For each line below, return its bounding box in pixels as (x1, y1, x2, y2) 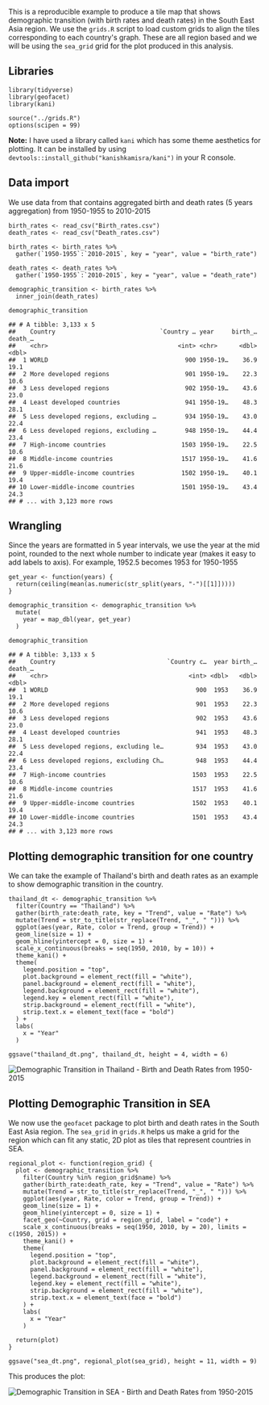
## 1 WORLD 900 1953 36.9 (8, 686, 258, 694)
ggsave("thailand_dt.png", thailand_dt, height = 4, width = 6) (8, 1051, 229, 1059)
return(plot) (15, 1336, 60, 1344)
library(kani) (8, 100, 56, 108)
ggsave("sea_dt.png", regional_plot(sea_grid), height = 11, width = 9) (8, 1357, 258, 1365)
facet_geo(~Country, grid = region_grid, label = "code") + (23, 1216, 229, 1224)
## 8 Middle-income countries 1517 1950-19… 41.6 (8, 455, 258, 463)
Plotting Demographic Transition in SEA (8, 1097, 211, 1110)
